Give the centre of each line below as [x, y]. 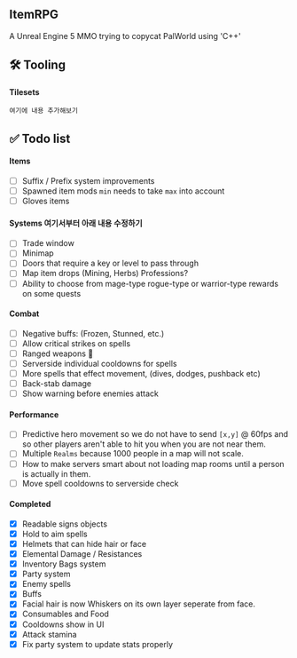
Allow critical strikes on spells [76, 343]
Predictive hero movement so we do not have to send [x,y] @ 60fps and [155, 434]
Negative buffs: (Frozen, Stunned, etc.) [93, 333]
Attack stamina [49, 634]
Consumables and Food [65, 614]
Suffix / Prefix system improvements [88, 180]
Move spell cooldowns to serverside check [100, 483]
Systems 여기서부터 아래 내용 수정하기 [76, 223]
